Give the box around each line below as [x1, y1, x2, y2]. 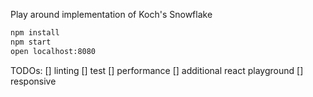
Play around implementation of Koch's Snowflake [10, 9, 213, 20]
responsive [10, 75, 57, 87]
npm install [10, 28, 60, 38]
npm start [10, 37, 52, 47]
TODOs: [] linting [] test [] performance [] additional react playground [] [10, 64, 304, 76]
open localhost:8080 [10, 46, 97, 56]
